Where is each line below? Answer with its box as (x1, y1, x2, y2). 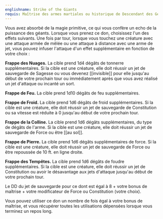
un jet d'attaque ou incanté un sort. (5, 80, 75, 86)
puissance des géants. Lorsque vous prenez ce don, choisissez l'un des (5, 30, 149, 36)
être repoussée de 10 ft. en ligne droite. (5, 149, 83, 155)
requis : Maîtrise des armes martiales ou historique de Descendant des (5, 12, 153, 16)
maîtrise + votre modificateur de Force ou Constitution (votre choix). (5, 188, 142, 194)
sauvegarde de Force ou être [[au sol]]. (5, 129, 83, 135)
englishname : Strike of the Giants (5, 7, 77, 12)
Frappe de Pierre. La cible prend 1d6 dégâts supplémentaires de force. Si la (5, 139, 157, 144)
